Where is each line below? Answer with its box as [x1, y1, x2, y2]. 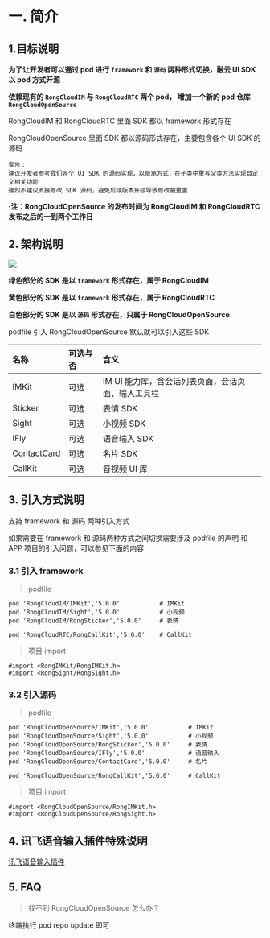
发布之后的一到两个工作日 [8, 212, 93, 221]
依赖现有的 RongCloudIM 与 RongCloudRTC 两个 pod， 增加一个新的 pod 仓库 [8, 92, 251, 101]
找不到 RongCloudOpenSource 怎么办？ [27, 903, 161, 912]
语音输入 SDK [103, 432, 154, 444]
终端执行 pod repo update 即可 [8, 919, 110, 930]
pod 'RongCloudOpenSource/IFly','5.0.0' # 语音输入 [8, 750, 219, 758]
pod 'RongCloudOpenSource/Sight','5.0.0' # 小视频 [8, 732, 214, 741]
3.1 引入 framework [8, 565, 84, 576]
